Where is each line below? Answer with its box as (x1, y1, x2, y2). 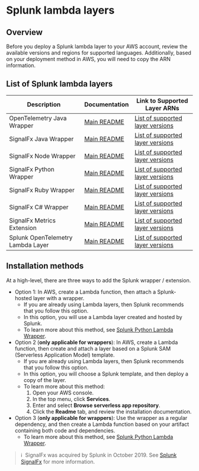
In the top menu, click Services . (32, 395, 111, 402)
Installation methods (6, 261, 84, 271)
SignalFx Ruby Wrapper (9, 186, 75, 194)
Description (27, 100, 61, 109)
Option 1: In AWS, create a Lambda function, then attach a (14, 288, 156, 295)
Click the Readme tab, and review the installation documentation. (32, 408, 192, 415)
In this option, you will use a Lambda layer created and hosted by (23, 313, 182, 320)
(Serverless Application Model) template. (14, 351, 115, 358)
